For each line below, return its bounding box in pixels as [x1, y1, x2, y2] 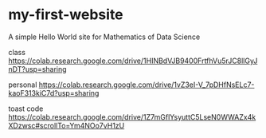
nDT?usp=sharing [8, 64, 67, 73]
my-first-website [8, 6, 123, 24]
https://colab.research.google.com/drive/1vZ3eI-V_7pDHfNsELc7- [38, 80, 255, 89]
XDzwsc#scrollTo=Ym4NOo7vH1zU [8, 120, 125, 130]
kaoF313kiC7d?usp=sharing [8, 88, 100, 97]
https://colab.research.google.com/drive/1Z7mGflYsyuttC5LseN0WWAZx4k [8, 112, 256, 121]
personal [8, 80, 37, 89]
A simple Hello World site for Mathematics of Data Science [8, 32, 201, 41]
